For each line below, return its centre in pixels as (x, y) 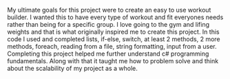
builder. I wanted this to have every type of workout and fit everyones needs (115, 17)
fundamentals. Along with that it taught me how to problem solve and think (113, 61)
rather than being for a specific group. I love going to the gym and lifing (108, 24)
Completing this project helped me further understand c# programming (108, 54)
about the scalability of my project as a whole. (72, 68)
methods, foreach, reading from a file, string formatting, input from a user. (112, 46)
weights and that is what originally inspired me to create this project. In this (113, 32)
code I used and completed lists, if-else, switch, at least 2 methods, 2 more (114, 39)
